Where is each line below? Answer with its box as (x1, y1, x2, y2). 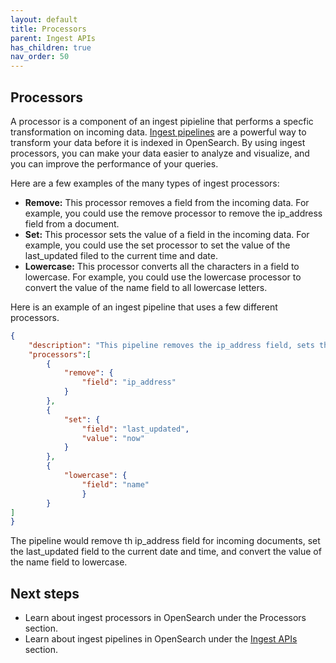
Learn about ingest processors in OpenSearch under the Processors (24, 612, 307, 624)
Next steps (10, 585, 80, 602)
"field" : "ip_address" (81, 377, 177, 388)
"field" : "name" (81, 479, 150, 490)
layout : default (10, 14, 78, 25)
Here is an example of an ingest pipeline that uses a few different (10, 301, 278, 313)
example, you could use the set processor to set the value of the (24, 239, 291, 251)
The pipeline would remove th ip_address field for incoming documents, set (10, 535, 321, 547)
